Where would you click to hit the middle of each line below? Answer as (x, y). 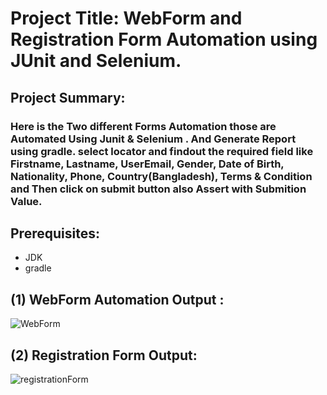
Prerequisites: (55, 233)
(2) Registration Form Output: (104, 355)
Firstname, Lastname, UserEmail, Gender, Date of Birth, (147, 164)
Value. (26, 201)
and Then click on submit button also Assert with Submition (158, 189)
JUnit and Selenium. (96, 61)
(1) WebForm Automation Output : (117, 299)
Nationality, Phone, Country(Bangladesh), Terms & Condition (161, 176)
